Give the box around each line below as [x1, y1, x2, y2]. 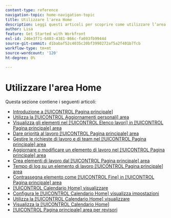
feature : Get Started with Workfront [5, 31, 86, 36]
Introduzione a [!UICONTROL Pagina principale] [12, 109, 114, 115]
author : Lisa [5, 27, 33, 32]
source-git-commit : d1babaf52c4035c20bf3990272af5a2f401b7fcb [5, 41, 141, 46]
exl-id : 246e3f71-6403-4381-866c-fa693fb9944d [5, 36, 106, 42]
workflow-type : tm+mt [5, 46, 52, 51]
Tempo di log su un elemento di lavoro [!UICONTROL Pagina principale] [12, 163, 164, 169]
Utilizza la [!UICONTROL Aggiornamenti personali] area [12, 114, 130, 121]
